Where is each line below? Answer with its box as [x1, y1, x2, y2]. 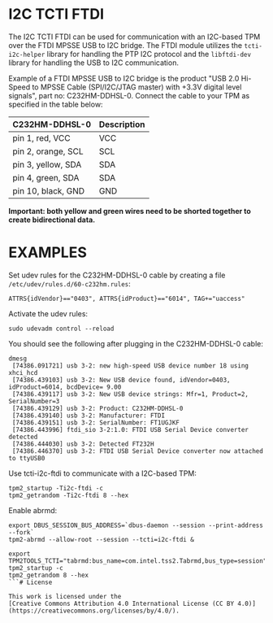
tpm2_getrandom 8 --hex [8, 571, 89, 579]
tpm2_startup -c [8, 564, 63, 572]
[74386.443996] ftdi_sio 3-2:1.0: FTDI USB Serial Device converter [11, 425, 249, 433]
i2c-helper [8, 50, 45, 59]
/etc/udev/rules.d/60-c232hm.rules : [8, 278, 132, 289]
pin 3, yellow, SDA [12, 159, 82, 170]
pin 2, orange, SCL [12, 146, 84, 157]
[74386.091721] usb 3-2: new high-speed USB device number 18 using [11, 361, 249, 370]
